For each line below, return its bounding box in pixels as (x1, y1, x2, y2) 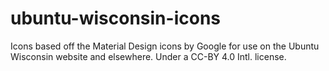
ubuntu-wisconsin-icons (10, 7, 221, 30)
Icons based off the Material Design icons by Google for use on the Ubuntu (10, 40, 320, 52)
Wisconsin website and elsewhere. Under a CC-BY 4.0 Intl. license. (10, 50, 287, 62)
